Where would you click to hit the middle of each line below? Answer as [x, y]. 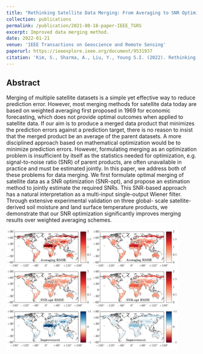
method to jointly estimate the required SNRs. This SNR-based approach [96, 187]
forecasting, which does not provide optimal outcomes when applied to [95, 117]
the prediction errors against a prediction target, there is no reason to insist [100, 130]
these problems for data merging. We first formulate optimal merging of [95, 175]
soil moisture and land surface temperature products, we [97, 207]
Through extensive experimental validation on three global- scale [87, 201]
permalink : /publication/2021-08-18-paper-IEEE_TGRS [74, 25]
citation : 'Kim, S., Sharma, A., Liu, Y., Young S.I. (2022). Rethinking [101, 58]
